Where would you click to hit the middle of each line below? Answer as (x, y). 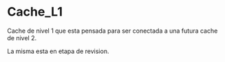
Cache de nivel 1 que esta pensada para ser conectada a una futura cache (112, 31)
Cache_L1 (35, 12)
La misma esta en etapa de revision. (58, 51)
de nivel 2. (22, 37)
